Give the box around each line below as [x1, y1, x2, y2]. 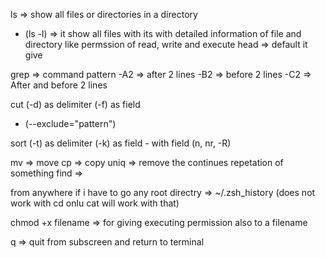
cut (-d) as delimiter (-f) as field [10, 99, 141, 110]
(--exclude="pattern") [24, 118, 117, 129]
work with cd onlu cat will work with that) [10, 197, 180, 209]
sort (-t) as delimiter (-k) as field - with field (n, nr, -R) [10, 137, 232, 149]
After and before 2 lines [10, 79, 108, 91]
